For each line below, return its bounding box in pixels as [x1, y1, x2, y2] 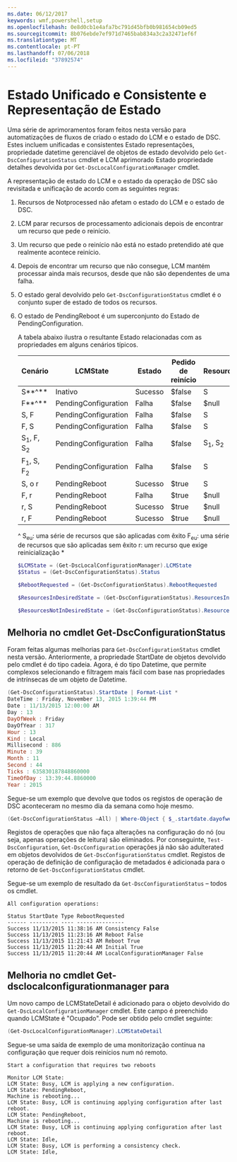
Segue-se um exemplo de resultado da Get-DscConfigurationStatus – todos [7, 879, 227, 888]
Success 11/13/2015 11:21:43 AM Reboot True [7, 938, 140, 945]
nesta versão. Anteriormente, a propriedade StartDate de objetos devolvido [7, 652, 226, 662]
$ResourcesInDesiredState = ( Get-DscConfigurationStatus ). [17, 594, 195, 602]
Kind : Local [7, 735, 46, 742]
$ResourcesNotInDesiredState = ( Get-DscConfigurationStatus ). [17, 606, 205, 614]
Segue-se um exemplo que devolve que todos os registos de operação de [7, 794, 223, 803]
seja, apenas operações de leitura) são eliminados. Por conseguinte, [7, 836, 207, 844]
